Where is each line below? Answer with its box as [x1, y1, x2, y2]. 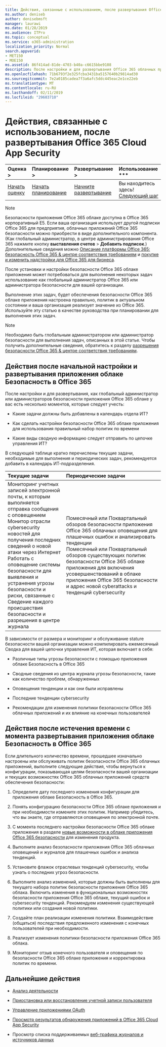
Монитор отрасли [7, 518, 50, 525]
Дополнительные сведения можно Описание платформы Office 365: [5, 246, 151, 252]
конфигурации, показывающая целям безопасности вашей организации [5, 768, 158, 775]
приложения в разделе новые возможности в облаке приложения [12, 829, 153, 835]
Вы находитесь [118, 180, 155, 187]
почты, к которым [7, 493, 50, 500]
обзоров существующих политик [66, 552, 146, 558]
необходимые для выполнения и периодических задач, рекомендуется [5, 455, 157, 461]
